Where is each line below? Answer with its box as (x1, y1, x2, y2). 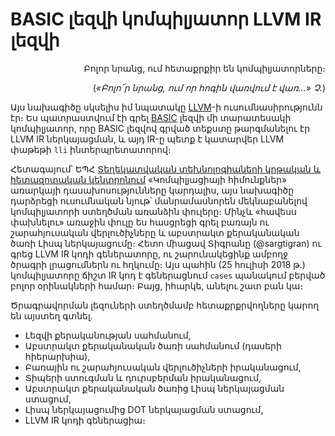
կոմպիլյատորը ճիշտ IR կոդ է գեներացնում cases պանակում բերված (10, 269, 326, 281)
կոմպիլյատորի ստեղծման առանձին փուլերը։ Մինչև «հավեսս (10, 205, 297, 217)
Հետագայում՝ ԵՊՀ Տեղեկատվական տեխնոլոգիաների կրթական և (10, 163, 321, 175)
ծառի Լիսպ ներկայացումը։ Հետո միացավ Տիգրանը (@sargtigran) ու (10, 237, 322, 249)
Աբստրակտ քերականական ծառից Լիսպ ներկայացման (24, 382, 285, 394)
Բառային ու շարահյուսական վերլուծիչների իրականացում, (24, 361, 302, 373)
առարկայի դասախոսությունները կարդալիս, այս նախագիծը (10, 184, 295, 196)
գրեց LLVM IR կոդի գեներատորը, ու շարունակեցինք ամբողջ (10, 248, 289, 260)
